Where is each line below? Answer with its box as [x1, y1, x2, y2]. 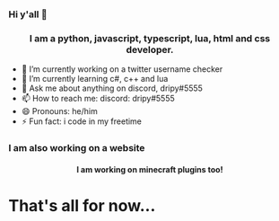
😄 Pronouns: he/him [21, 106, 98, 117]
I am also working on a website [8, 142, 145, 155]
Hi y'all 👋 [8, 8, 48, 21]
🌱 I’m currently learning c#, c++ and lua [21, 74, 169, 84]
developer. [126, 43, 174, 56]
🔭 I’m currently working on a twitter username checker [21, 64, 223, 75]
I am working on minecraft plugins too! [76, 164, 223, 174]
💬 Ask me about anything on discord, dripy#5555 [21, 83, 204, 93]
